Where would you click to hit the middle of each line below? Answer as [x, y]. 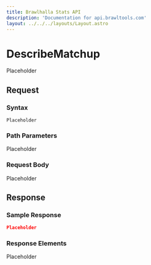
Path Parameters [32, 136]
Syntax [17, 107]
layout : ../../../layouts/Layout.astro [57, 23]
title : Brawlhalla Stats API [44, 12]
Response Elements [37, 244]
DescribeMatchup [53, 54]
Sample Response [34, 215]
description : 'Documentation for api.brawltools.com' [77, 18]
